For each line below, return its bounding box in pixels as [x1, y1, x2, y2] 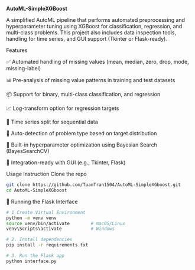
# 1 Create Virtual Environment [6, 209, 86, 215]
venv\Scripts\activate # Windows [6, 226, 115, 232]
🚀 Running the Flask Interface [6, 198, 78, 205]
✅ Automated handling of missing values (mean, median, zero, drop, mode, [6, 58, 189, 65]
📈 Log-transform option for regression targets [6, 105, 119, 112]
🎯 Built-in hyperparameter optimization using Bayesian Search [6, 141, 158, 148]
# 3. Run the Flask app [6, 253, 65, 259]
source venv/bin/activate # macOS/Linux [6, 220, 126, 226]
